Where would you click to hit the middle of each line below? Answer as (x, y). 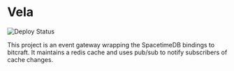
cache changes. (30, 59)
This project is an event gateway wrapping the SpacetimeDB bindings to (111, 45)
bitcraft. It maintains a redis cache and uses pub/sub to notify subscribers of (117, 52)
